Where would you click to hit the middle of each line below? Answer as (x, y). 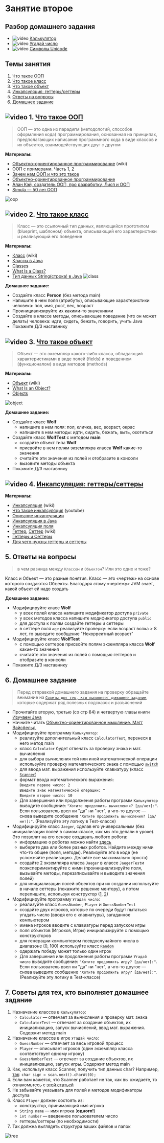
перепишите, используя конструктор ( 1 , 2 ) (64, 894)
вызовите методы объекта (47, 463)
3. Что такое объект (61, 342)
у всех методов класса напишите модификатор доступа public (85, 618)
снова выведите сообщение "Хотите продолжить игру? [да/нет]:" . (88, 972)
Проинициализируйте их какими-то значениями (63, 311)
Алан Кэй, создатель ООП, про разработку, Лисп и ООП (71, 184)
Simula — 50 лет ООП (35, 189)
